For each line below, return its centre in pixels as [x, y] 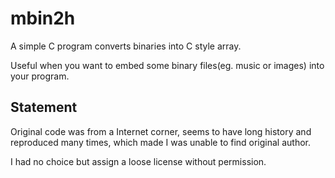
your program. [40, 76]
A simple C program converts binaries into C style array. [126, 46]
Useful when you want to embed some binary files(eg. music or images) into [167, 65]
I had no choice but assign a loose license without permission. [138, 161]
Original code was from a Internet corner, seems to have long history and [161, 131]
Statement [44, 107]
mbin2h [43, 18]
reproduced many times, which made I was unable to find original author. [161, 142]
